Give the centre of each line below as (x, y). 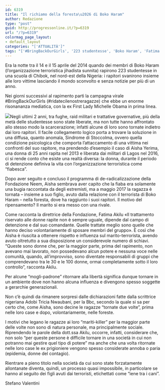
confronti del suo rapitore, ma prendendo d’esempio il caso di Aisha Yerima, (82, 148)
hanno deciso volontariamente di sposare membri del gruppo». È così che (80, 230)
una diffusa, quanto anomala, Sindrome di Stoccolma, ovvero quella (74, 137)
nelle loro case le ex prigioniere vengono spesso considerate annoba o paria (83, 348)
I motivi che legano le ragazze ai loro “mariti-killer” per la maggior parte (78, 322)
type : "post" (18, 23)
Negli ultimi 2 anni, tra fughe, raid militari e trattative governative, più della (85, 116)
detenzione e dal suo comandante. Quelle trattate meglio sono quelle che (79, 225)
